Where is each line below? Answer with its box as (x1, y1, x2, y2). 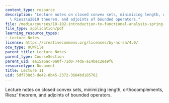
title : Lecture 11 (5, 68, 44, 73)
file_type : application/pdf (5, 26, 64, 31)
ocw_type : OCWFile (5, 45, 44, 50)
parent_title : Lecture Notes (5, 49, 66, 54)
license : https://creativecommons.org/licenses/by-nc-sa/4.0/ (5, 40, 138, 45)
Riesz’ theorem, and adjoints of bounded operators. (5, 91, 112, 98)
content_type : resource (5, 7, 55, 13)
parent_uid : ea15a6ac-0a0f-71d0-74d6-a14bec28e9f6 (5, 59, 114, 64)
